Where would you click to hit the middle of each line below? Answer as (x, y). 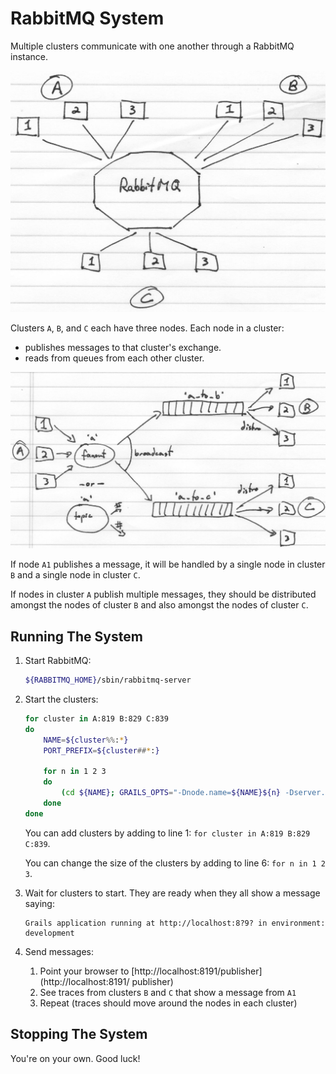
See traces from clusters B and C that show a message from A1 (168, 992)
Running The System (76, 636)
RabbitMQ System (87, 18)
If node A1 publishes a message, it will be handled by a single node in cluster (168, 564)
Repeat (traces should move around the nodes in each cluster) (168, 1003)
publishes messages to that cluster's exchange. (123, 348)
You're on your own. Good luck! (75, 1058)
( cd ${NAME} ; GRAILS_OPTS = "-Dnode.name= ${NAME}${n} (171, 793)
